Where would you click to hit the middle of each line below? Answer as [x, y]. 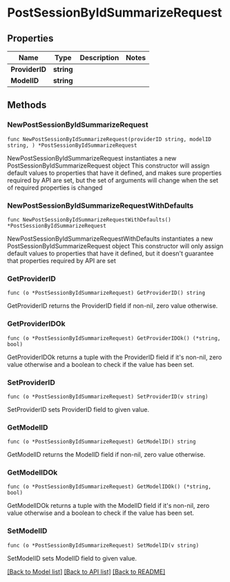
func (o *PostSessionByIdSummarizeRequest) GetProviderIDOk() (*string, [114, 338]
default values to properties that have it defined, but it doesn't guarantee [111, 253]
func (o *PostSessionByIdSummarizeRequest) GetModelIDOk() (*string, [109, 487]
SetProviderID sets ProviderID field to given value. [78, 409]
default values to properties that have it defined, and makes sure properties [115, 173]
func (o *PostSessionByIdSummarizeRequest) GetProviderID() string [106, 293]
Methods [27, 105]
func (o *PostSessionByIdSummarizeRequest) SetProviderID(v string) [108, 397]
